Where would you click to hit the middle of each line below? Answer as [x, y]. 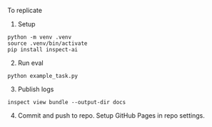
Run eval [31, 63]
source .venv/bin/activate [47, 44]
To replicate [25, 10]
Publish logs [36, 89]
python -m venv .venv [40, 37]
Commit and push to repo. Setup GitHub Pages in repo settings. [111, 116]
